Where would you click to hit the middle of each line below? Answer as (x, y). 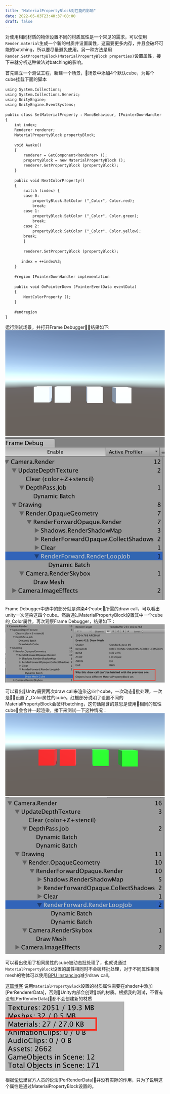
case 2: (31, 226)
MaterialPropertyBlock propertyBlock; (55, 135)
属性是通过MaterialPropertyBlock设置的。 (53, 1086)
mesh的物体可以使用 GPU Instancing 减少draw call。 (59, 975)
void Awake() (28, 145)
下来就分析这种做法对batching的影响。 (46, 62)
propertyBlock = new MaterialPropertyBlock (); (74, 160)
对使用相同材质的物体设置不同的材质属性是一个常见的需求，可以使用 (76, 37)
